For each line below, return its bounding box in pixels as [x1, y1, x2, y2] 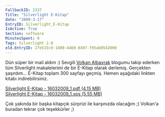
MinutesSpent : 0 [5, 36, 40, 41]
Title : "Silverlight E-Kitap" [5, 12, 70, 17]
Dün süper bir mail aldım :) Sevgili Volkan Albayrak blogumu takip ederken [5, 59, 160, 65]
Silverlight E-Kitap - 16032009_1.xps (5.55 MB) [5, 91, 103, 97]
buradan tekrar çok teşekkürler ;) [5, 106, 75, 112]
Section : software [5, 31, 44, 36]
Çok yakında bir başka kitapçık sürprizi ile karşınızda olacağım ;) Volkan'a [5, 100, 159, 107]
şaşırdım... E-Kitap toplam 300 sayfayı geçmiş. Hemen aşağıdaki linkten [5, 70, 155, 76]
